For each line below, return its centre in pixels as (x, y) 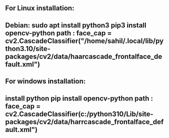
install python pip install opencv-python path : (79, 98)
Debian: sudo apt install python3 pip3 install (76, 25)
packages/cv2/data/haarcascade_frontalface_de (84, 56)
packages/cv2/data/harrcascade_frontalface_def (84, 122)
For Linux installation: (40, 8)
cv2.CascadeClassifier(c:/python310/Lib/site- (79, 114)
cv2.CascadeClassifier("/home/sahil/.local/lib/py (84, 41)
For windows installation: (46, 81)
